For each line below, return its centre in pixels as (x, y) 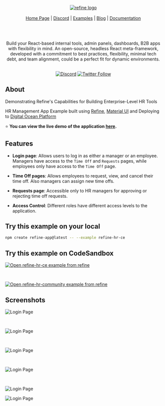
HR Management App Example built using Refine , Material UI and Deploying (82, 111)
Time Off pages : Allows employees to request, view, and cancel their (83, 175)
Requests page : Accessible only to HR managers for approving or (80, 190)
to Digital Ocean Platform (31, 116)
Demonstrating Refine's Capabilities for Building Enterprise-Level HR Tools (81, 101)
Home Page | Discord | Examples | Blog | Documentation (83, 18)
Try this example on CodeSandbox (59, 253)
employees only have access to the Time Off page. (64, 166)
